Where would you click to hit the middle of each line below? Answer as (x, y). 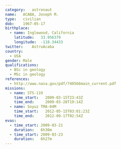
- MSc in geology (28, 74)
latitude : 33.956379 (37, 38)
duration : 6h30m (33, 130)
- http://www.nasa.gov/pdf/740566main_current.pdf (63, 83)
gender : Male (19, 61)
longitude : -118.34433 (39, 42)
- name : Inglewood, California (42, 33)
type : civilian (23, 19)
